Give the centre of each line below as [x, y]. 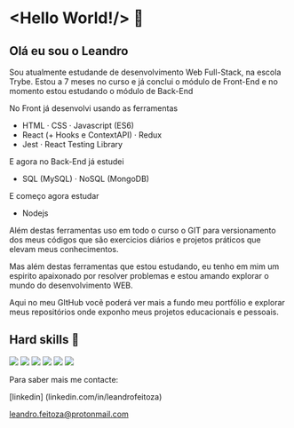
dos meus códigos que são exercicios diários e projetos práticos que [135, 240]
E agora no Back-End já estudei [67, 162]
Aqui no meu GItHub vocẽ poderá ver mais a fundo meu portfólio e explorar [147, 302]
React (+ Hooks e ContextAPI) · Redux [92, 135]
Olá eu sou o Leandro [69, 51]
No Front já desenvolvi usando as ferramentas [94, 108]
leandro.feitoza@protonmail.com [69, 414]
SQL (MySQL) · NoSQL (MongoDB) [85, 178]
